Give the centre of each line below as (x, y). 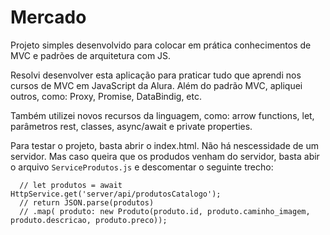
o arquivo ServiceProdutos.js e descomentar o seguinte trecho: (142, 167)
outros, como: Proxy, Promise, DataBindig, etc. (106, 96)
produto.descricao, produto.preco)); (89, 220)
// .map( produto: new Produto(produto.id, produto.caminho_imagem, (165, 211)
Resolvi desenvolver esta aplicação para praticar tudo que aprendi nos (156, 75)
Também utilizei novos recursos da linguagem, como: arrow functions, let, (162, 115)
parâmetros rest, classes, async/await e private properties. (131, 126)
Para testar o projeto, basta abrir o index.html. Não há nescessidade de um (164, 145)
